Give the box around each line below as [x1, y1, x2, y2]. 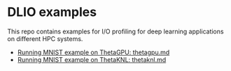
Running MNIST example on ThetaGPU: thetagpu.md [17, 48, 170, 56]
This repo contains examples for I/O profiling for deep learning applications [7, 27, 224, 35]
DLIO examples [7, 4, 97, 20]
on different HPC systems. [7, 34, 83, 42]
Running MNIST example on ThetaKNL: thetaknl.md [17, 55, 167, 63]
